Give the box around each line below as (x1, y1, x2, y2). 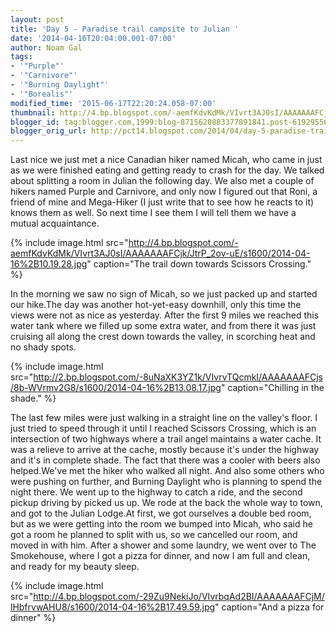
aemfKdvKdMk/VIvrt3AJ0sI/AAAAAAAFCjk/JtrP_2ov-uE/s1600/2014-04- (10, 247, 311, 260)
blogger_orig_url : (10, 126, 87, 136)
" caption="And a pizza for (214, 601, 325, 613)
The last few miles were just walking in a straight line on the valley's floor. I (10, 412, 318, 424)
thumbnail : (10, 107, 56, 118)
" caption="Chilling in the (220, 382, 325, 394)
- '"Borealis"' (10, 89, 74, 99)
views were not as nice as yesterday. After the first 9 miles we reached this (10, 309, 320, 321)
